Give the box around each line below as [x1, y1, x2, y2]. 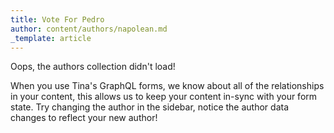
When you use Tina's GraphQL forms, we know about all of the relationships [10, 80, 325, 92]
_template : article [10, 33, 92, 43]
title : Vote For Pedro [10, 14, 105, 25]
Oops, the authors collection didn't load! [10, 61, 176, 73]
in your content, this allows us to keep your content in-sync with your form [10, 91, 318, 103]
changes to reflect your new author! [10, 112, 158, 124]
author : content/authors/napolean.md [10, 24, 168, 34]
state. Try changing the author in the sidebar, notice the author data [10, 101, 289, 113]
